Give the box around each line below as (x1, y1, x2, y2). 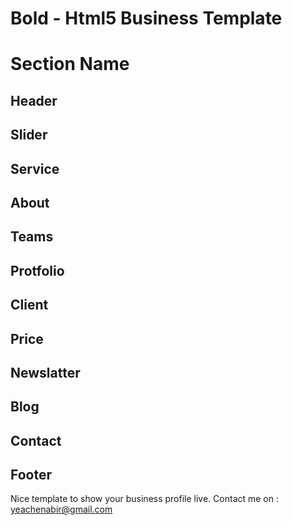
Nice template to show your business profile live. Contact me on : (10, 493, 280, 505)
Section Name (10, 53, 130, 76)
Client (10, 297, 49, 314)
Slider (10, 127, 48, 144)
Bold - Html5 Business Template (10, 7, 283, 30)
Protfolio (10, 262, 65, 279)
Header (10, 92, 58, 109)
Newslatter (10, 364, 81, 381)
